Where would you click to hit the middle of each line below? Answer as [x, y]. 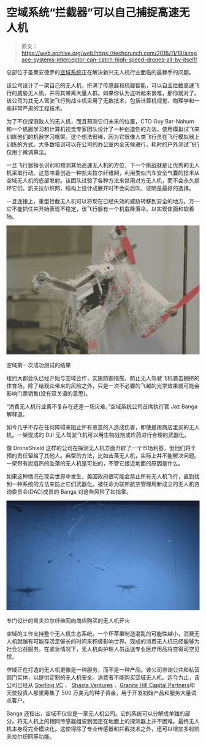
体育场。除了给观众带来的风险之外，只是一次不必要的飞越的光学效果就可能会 [103, 386]
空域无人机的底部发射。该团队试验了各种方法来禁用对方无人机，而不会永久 [100, 180]
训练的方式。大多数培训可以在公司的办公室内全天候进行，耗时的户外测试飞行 [103, 144]
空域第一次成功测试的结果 [39, 365]
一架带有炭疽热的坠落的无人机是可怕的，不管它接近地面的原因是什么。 [95, 464]
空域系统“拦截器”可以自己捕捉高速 [93, 13]
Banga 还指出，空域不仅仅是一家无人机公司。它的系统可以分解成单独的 [96, 713]
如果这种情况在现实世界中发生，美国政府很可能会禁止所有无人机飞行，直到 [100, 476]
